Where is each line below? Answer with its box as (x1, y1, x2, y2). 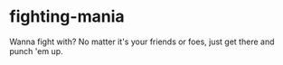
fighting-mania (9, 6, 125, 27)
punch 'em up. (9, 45, 63, 56)
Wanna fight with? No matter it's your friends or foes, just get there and (9, 36, 275, 47)
